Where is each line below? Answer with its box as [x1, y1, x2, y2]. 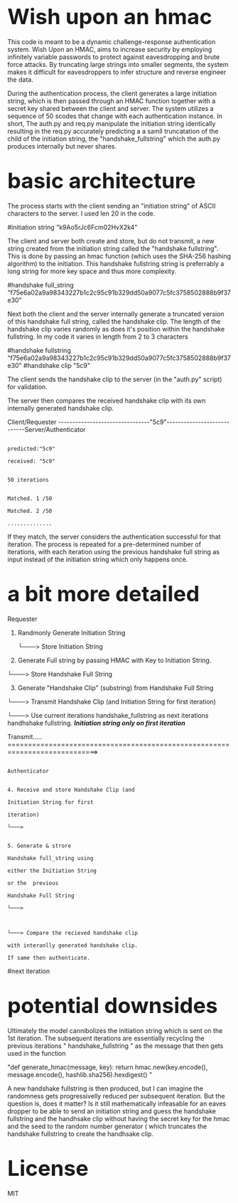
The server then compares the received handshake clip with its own [7, 396, 206, 405]
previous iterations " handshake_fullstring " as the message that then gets [7, 1042, 224, 1050]
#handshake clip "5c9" [23, 361, 91, 369]
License [7, 1154, 89, 1182]
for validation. [7, 382, 48, 391]
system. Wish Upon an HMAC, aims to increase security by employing [7, 45, 212, 53]
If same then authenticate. [7, 954, 91, 961]
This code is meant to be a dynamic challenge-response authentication [7, 37, 216, 46]
